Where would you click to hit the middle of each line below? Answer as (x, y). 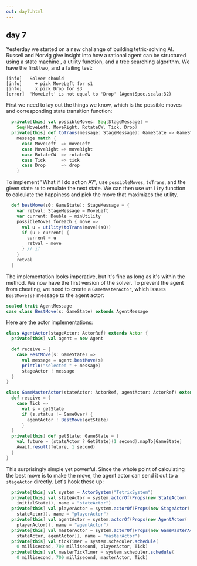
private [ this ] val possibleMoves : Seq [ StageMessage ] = (80, 122)
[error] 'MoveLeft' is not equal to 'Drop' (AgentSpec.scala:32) (89, 94)
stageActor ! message (48, 371)
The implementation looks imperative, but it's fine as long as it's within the (96, 277)
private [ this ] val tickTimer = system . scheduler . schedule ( (85, 541)
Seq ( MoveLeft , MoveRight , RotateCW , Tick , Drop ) (77, 127)
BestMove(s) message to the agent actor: (55, 295)
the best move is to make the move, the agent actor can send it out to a (92, 475)
